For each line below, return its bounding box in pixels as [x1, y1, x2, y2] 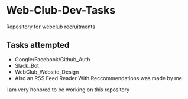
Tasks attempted [6, 40, 70, 50]
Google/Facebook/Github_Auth [14, 55, 90, 62]
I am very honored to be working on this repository [6, 86, 130, 93]
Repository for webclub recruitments [6, 23, 96, 30]
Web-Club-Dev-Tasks [6, 4, 116, 17]
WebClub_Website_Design [14, 68, 79, 75]
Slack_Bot [14, 62, 40, 69]
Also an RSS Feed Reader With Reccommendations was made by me [14, 74, 182, 81]
